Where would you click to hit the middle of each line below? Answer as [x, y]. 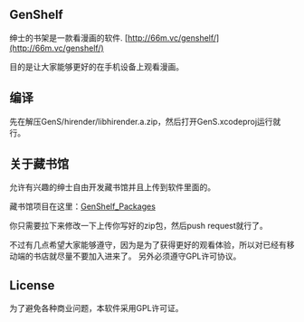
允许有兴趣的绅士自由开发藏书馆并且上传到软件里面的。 [112, 187]
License [32, 285]
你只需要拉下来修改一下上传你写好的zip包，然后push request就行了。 [139, 226]
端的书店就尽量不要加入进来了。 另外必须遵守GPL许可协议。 [129, 256]
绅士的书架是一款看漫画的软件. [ [69, 38]
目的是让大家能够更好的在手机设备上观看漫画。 [96, 66]
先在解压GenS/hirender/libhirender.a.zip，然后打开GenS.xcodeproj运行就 [145, 121]
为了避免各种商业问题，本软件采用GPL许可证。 [96, 308]
